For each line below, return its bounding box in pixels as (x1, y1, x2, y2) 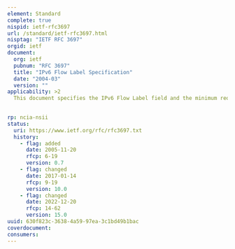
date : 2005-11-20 (25, 146, 77, 154)
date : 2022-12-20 (25, 199, 77, 206)
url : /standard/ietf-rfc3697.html (7, 29, 108, 37)
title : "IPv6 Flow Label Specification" (13, 69, 133, 76)
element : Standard (7, 10, 61, 17)
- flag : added (20, 140, 61, 147)
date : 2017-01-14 (25, 172, 77, 179)
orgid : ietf (7, 43, 42, 50)
